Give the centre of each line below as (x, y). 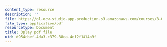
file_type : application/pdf (34, 23)
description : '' (22, 14)
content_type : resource (30, 10)
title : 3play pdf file (29, 32)
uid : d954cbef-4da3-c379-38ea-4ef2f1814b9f (51, 37)
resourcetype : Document (30, 28)
